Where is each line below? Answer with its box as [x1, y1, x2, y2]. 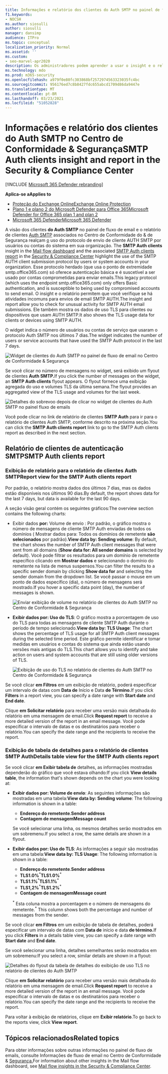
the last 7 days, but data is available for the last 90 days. [5, 495, 121, 502]
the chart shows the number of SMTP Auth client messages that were [12, 541, 156, 547]
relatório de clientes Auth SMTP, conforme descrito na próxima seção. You [5, 419, 157, 425]
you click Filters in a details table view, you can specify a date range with [5, 933, 156, 939]
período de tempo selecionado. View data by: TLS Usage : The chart [12, 625, 152, 631]
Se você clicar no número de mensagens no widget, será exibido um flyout [5, 368, 159, 374]
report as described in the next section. [5, 430, 86, 436]
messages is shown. [12, 589, 55, 595]
